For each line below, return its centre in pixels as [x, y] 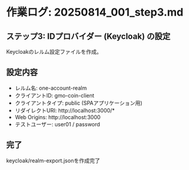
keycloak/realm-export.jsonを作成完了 [53, 160]
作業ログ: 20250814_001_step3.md [95, 12]
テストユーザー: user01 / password [57, 124]
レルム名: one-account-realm [51, 88]
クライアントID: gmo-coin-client [54, 95]
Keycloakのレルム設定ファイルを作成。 [54, 52]
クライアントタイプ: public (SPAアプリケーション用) [78, 103]
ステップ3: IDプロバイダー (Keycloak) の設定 [88, 36]
